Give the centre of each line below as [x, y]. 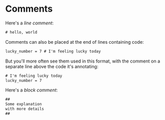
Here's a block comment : [31, 90]
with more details [25, 109]
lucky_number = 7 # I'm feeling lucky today [53, 51]
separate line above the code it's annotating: [52, 66]
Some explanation [24, 104]
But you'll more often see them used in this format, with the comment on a [83, 61]
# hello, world [21, 32]
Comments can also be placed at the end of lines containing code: [75, 42]
